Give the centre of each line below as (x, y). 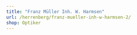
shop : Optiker (24, 23)
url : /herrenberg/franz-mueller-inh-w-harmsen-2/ (69, 17)
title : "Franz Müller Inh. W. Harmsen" (55, 12)
